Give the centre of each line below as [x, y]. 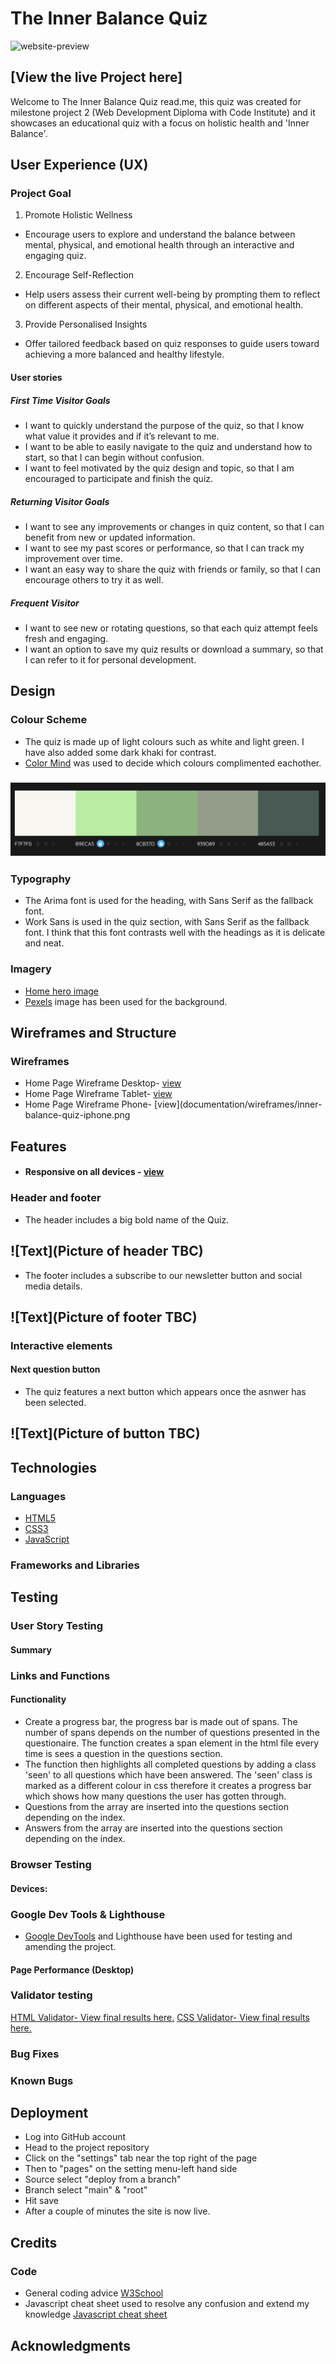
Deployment [49, 2113]
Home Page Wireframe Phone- [88, 1104]
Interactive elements [61, 1345]
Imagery [31, 969]
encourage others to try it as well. [94, 579]
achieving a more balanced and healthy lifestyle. [124, 354]
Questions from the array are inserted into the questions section [156, 1807]
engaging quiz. [55, 256]
